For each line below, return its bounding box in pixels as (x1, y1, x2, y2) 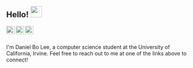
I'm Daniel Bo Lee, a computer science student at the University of (6, 43, 170, 51)
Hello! (6, 10, 29, 20)
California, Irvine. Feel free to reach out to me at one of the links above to (6, 50, 187, 57)
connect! (6, 56, 28, 63)
